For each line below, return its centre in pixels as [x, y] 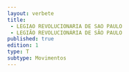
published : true [31, 39]
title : [17, 20]
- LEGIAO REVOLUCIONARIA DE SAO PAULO [66, 26]
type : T [18, 52]
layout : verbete [31, 13]
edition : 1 [23, 45]
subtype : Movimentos [37, 58]
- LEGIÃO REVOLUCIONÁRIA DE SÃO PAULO [66, 33]
